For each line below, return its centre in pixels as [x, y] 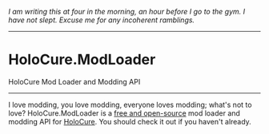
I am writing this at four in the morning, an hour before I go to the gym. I [127, 12]
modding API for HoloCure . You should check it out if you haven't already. [130, 121]
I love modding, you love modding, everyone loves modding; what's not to [130, 104]
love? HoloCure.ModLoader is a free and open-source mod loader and [124, 113]
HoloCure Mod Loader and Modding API [74, 81]
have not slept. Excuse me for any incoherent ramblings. [101, 20]
